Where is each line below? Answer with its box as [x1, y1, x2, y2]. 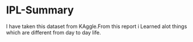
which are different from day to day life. [6, 29, 101, 36]
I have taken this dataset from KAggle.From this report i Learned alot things [6, 23, 187, 30]
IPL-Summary [6, 3, 74, 17]
